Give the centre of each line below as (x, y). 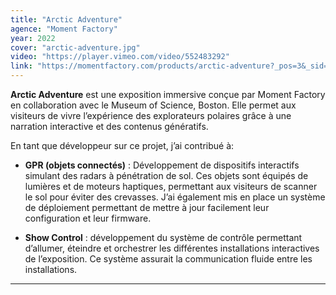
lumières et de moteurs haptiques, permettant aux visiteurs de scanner (171, 186)
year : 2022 (33, 38)
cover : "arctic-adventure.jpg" (75, 47)
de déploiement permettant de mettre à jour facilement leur (147, 207)
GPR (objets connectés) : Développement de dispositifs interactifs (162, 165)
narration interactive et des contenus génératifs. (109, 126)
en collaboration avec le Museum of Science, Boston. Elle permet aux (153, 105)
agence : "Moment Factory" (64, 29)
